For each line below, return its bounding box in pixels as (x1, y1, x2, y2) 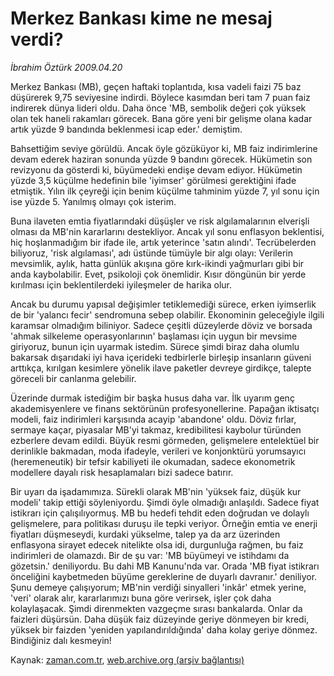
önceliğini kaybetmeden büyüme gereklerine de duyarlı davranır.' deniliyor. (10, 570, 318, 582)
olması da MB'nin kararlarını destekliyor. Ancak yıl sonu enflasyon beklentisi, (10, 225, 325, 237)
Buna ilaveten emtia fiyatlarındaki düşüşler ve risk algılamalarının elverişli (10, 215, 310, 227)
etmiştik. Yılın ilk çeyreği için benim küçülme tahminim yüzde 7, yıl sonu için (10, 185, 320, 197)
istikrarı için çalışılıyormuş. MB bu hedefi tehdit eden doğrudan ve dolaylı (10, 507, 310, 519)
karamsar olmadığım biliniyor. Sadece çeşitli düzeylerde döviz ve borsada (10, 319, 313, 331)
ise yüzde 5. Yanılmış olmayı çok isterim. (10, 195, 177, 207)
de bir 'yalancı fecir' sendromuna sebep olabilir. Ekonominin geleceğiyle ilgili (10, 308, 325, 321)
